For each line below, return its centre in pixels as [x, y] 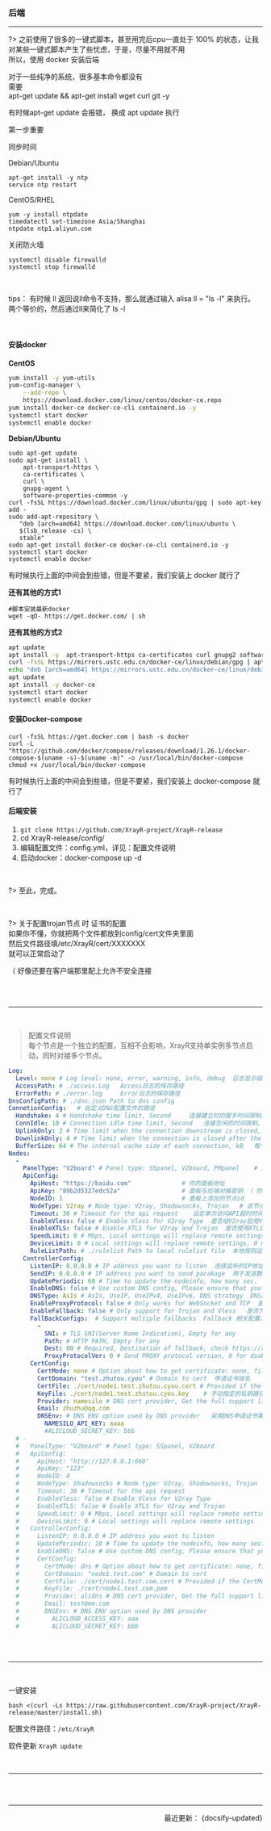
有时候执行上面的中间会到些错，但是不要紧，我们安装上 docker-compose [130, 781]
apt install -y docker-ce [52, 685]
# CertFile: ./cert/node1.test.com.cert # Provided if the [128, 1581]
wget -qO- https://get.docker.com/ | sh [77, 616]
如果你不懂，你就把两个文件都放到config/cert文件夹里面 [101, 933]
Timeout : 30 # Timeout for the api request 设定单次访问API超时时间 [146, 1213]
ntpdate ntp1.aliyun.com [50, 229]
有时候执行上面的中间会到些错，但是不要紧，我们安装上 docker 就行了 [124, 575]
